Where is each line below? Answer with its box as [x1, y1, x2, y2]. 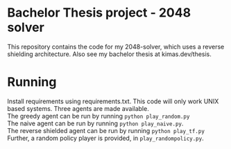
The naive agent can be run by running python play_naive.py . [7, 119, 184, 128]
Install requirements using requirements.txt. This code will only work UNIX [7, 97, 219, 105]
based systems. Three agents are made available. [7, 104, 149, 112]
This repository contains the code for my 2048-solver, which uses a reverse [7, 42, 225, 51]
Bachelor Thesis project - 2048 [7, 5, 191, 21]
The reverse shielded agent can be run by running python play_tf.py [7, 126, 205, 134]
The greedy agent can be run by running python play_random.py [7, 112, 190, 120]
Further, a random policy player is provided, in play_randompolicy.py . [7, 134, 204, 142]
